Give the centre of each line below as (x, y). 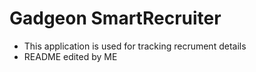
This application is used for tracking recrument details (135, 46)
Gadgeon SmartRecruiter (115, 18)
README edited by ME (70, 56)
